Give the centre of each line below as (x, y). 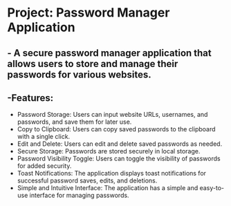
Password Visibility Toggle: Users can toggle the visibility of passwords (119, 159)
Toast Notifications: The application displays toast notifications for (111, 174)
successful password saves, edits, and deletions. (87, 180)
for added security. (44, 166)
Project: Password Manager (89, 13)
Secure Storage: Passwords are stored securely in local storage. (109, 151)
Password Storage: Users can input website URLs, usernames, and (112, 115)
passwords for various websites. (80, 74)
